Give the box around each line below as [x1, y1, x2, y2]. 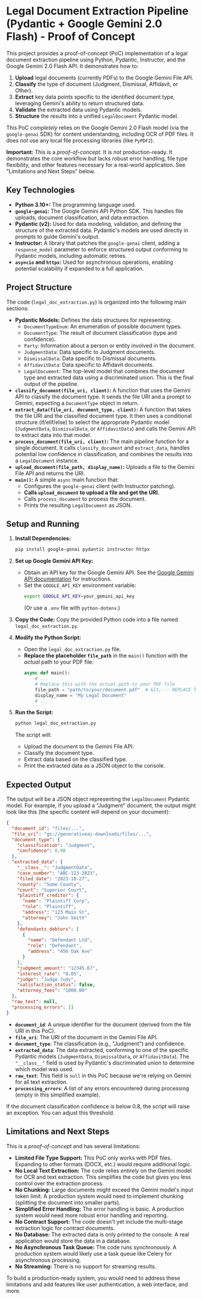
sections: [6, 305, 29, 312]
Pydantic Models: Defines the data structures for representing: [14, 316, 172, 323]
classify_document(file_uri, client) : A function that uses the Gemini [14, 387, 191, 394]
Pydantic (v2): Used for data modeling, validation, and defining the [14, 220, 182, 227]
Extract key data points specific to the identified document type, [14, 93, 176, 100]
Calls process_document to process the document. [23, 495, 146, 503]
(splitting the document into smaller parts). [14, 1199, 121, 1206]
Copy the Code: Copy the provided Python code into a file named [14, 616, 179, 623]
